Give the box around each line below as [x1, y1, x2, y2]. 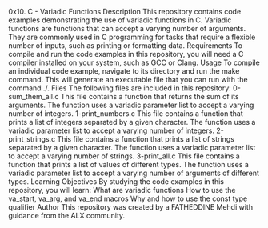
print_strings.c [8, 134, 56, 143]
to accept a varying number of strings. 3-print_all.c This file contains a [8, 151, 240, 161]
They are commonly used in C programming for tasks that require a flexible [8, 32, 256, 42]
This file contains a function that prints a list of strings [57, 134, 234, 143]
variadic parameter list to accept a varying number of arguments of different [8, 168, 260, 178]
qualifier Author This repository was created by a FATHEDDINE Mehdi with [8, 202, 254, 211]
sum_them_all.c [8, 92, 59, 101]
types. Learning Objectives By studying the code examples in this [8, 177, 224, 186]
